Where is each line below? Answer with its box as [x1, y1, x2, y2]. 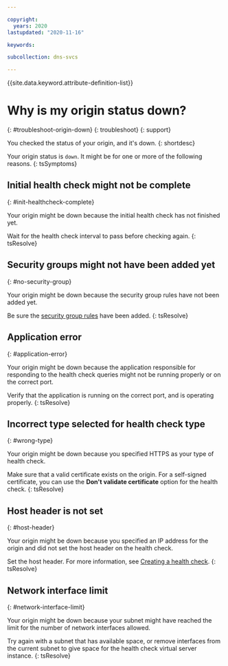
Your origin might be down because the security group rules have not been [7, 291, 220, 299]
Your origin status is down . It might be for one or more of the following [7, 152, 203, 160]
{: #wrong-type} [7, 437, 54, 445]
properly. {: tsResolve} [7, 398, 71, 406]
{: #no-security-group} [7, 277, 72, 286]
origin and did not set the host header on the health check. [7, 544, 174, 552]
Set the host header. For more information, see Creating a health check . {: [7, 557, 216, 565]
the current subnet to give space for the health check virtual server [7, 644, 197, 652]
